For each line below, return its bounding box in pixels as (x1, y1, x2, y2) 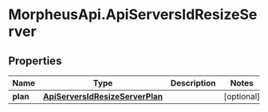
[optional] (223, 91, 261, 102)
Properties (8, 54, 62, 68)
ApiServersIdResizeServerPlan (42, 91, 164, 102)
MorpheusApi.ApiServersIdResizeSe (8, 6, 258, 24)
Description (170, 78, 216, 88)
